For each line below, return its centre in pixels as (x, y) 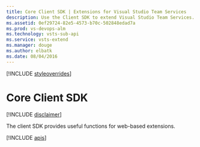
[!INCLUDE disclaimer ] (34, 114)
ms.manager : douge (29, 46)
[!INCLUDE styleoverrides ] (39, 73)
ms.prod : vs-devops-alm (36, 28)
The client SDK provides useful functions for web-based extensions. (91, 126)
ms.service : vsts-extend (37, 40)
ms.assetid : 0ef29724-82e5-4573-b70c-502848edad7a (71, 23)
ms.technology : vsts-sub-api (43, 34)
